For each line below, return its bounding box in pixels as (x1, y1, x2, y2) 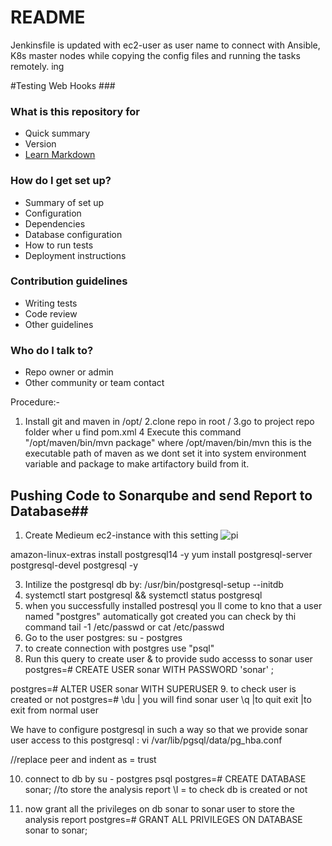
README (10, 6, 86, 29)
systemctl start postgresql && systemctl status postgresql (24, 589, 263, 601)
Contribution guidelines (10, 274, 128, 288)
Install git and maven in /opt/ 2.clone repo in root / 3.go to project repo (24, 416, 315, 428)
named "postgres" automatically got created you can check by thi (24, 610, 297, 622)
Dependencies (24, 217, 86, 230)
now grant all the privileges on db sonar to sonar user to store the (24, 802, 295, 815)
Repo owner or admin (24, 366, 114, 378)
